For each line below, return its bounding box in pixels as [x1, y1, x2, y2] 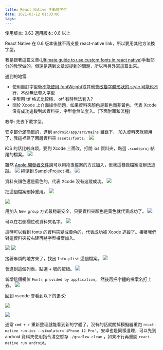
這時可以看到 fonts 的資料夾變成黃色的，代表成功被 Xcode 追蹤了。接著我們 [5, 229, 157, 235]
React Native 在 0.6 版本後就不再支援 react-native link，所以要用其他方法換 [5, 41, 155, 46]
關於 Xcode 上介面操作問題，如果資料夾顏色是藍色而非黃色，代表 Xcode [12, 102, 157, 108]
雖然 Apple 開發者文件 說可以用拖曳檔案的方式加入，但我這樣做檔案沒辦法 [5, 162, 152, 168]
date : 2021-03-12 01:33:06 [5, 12, 60, 17]
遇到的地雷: [5, 74, 28, 80]
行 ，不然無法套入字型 [12, 90, 55, 96]
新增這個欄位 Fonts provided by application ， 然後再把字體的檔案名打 [5, 276, 147, 282]
